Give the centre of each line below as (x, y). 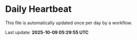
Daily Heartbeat (38, 9)
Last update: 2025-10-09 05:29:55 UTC (47, 32)
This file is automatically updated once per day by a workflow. (69, 23)
